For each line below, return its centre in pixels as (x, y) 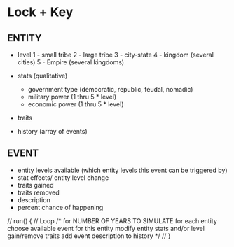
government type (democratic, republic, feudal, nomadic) (110, 89)
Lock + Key (40, 12)
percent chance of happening (60, 207)
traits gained (35, 185)
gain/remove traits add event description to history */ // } (89, 236)
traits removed (38, 192)
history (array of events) (52, 131)
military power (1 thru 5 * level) (72, 97)
